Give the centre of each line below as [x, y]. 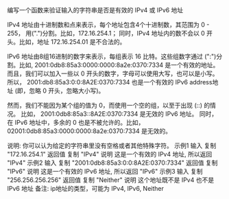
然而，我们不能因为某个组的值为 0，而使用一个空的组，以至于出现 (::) [105, 105]
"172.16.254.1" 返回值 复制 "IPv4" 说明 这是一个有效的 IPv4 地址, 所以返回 [110, 154]
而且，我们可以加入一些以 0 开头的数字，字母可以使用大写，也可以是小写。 [113, 73]
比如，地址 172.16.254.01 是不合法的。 [72, 42]
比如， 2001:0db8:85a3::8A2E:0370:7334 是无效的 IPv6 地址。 [109, 114]
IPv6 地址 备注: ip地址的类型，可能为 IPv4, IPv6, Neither [86, 188]
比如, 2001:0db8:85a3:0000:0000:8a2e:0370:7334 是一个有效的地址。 [119, 65]
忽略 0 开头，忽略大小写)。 [67, 91]
